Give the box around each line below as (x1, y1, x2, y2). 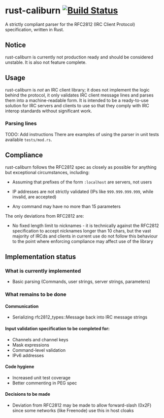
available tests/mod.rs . (5, 137, 52, 142)
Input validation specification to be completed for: (5, 325, 110, 331)
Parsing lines (5, 120, 37, 127)
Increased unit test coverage (12, 374, 70, 380)
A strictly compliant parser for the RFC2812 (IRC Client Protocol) (5, 21, 135, 27)
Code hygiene (5, 364, 34, 370)
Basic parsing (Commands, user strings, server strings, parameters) (12, 279, 150, 284)
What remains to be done (5, 291, 66, 298)
